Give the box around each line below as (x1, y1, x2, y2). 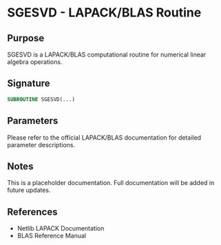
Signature (7, 78, 50, 89)
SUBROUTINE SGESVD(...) (7, 96, 76, 103)
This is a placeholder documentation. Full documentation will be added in (7, 179, 215, 187)
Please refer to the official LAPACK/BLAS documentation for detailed (7, 133, 202, 142)
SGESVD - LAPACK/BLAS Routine (7, 5, 202, 21)
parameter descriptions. (7, 140, 76, 149)
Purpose (7, 32, 45, 44)
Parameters (7, 115, 59, 127)
